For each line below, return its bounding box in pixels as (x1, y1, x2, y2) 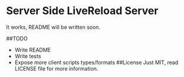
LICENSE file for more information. (14, 65, 98, 72)
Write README (14, 46, 51, 53)
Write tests (14, 52, 41, 59)
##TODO (6, 35, 28, 42)
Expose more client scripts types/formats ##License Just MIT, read (14, 59, 179, 66)
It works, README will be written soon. (6, 24, 101, 31)
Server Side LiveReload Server (6, 4, 159, 18)
